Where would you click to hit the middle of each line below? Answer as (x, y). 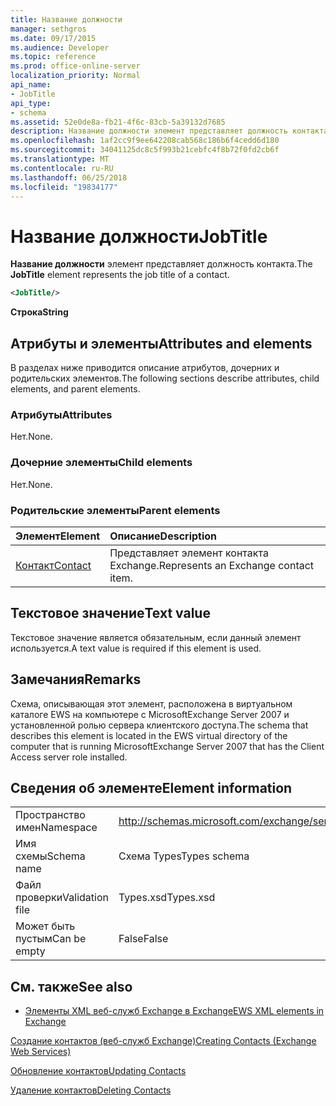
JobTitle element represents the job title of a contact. (120, 275)
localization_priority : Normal (75, 76)
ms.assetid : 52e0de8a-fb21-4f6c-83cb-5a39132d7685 (118, 122)
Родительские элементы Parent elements (115, 510)
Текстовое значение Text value (110, 613)
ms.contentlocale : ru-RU (62, 168)
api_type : (31, 103)
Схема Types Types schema (184, 856)
